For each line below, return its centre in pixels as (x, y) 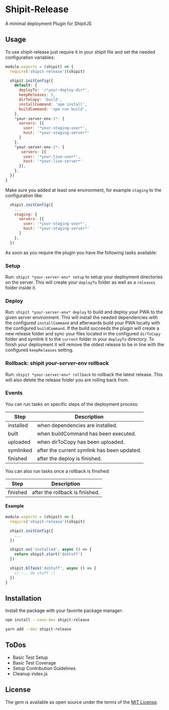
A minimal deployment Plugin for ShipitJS (48, 23)
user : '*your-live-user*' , (52, 157)
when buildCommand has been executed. (87, 433)
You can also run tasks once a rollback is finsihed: (58, 471)
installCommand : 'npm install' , (53, 104)
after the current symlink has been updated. (89, 450)
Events (14, 393)
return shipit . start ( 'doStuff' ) (48, 554)
